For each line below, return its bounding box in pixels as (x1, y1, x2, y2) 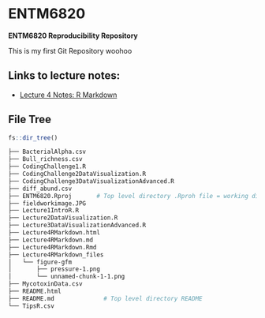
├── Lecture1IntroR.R (8, 207, 80, 215)
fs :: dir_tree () (8, 133, 58, 142)
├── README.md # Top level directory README (8, 294, 203, 302)
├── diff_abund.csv (8, 185, 73, 193)
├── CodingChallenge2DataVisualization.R (8, 170, 147, 178)
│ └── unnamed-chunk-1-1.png (8, 273, 125, 281)
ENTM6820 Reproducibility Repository (8, 31, 138, 40)
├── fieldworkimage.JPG (8, 199, 87, 208)
